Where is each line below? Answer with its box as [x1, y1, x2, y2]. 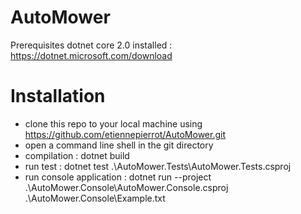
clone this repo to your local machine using [24, 117, 203, 130]
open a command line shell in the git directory [24, 139, 214, 151]
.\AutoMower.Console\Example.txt [24, 192, 166, 204]
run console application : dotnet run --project [24, 171, 212, 183]
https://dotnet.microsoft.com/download [10, 49, 173, 61]
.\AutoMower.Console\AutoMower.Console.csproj [24, 181, 229, 193]
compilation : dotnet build [24, 149, 130, 161]
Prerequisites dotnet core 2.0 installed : [10, 39, 173, 51]
